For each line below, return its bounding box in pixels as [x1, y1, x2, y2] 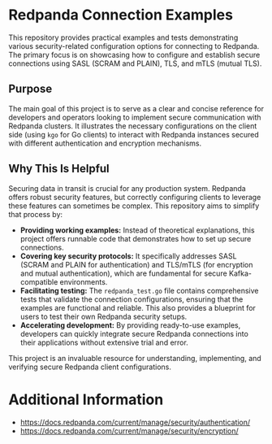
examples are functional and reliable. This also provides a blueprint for [19, 303, 256, 312]
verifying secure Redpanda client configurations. [8, 362, 172, 372]
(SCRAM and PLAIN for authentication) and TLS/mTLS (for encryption [19, 259, 253, 269]
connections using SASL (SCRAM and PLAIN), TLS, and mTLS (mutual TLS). [8, 59, 262, 68]
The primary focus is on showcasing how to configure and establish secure [8, 50, 261, 59]
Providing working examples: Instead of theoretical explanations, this [19, 225, 255, 235]
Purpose [8, 82, 53, 96]
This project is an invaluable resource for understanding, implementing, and [8, 353, 261, 363]
